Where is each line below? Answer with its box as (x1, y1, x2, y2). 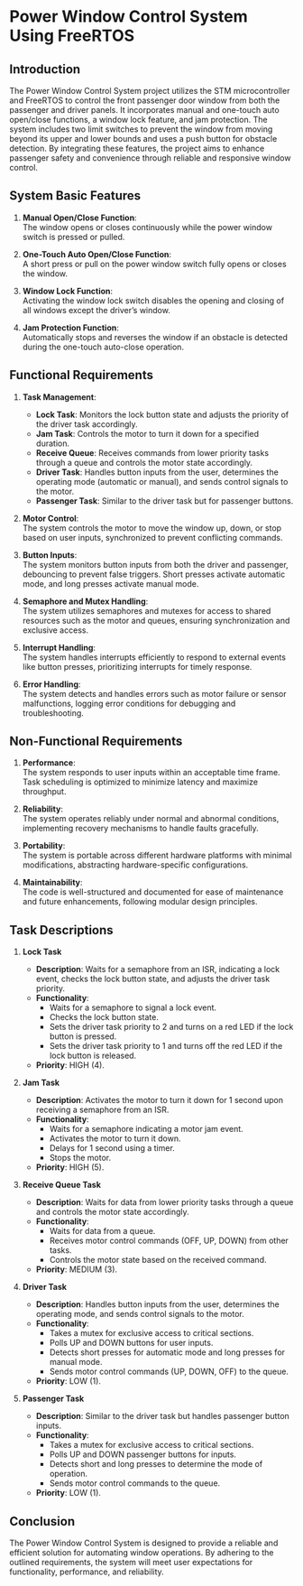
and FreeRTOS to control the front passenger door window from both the (9, 95, 280, 106)
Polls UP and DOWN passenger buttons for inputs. (49, 1449, 237, 1460)
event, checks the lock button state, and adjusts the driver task (35, 973, 271, 985)
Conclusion (9, 1514, 76, 1529)
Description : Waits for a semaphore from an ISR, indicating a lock (35, 964, 280, 975)
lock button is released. (49, 1050, 137, 1062)
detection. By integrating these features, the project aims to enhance (9, 143, 265, 153)
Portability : (22, 840, 66, 851)
